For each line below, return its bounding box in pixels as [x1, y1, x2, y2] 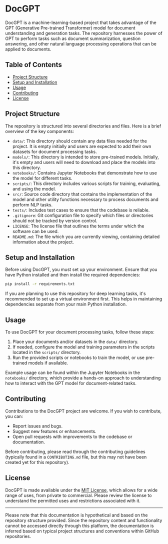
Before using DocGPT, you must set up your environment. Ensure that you [5, 266, 157, 272]
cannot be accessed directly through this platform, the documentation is [5, 522, 154, 528]
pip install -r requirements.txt [5, 281, 75, 286]
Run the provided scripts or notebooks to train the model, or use [12, 354, 145, 360]
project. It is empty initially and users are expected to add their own [12, 143, 151, 149]
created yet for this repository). [5, 459, 69, 465]
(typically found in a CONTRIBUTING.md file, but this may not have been [5, 453, 147, 460]
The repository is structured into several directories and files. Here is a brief [5, 123, 161, 129]
